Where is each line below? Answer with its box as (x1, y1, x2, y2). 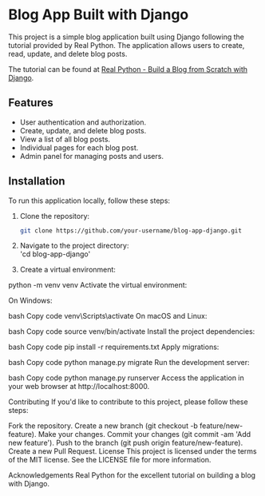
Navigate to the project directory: (19, 241, 129, 251)
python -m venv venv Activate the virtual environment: (8, 280, 188, 290)
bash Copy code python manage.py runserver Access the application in (8, 373, 245, 383)
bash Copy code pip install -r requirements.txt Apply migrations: (8, 342, 220, 352)
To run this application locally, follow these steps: (8, 196, 170, 205)
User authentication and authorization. (19, 117, 147, 127)
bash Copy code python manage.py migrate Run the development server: (8, 358, 250, 367)
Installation (8, 174, 65, 188)
